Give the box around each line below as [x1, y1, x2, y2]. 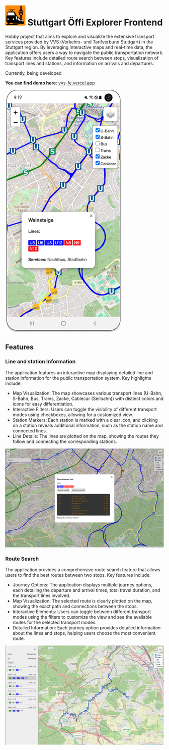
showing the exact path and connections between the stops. [12, 603, 138, 609]
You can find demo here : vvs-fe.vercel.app [5, 80, 95, 86]
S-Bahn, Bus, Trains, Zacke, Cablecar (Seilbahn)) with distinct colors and [12, 395, 164, 402]
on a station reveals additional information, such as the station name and [12, 422, 163, 428]
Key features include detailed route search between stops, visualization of [5, 55, 159, 61]
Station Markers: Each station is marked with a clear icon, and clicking [12, 417, 158, 423]
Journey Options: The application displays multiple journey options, [12, 581, 152, 588]
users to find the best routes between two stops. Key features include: [5, 572, 151, 578]
